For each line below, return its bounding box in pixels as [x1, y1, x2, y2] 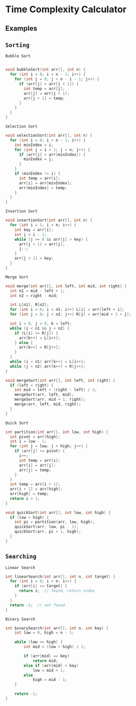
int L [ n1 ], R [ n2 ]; [10, 302, 50, 308]
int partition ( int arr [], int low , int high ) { [5, 429, 109, 435]
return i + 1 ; [10, 496, 40, 501]
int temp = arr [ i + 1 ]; [10, 482, 60, 487]
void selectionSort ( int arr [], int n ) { [5, 133, 93, 138]
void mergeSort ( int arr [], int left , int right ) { [5, 378, 116, 383]
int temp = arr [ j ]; [24, 86, 65, 91]
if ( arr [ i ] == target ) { [14, 584, 67, 589]
